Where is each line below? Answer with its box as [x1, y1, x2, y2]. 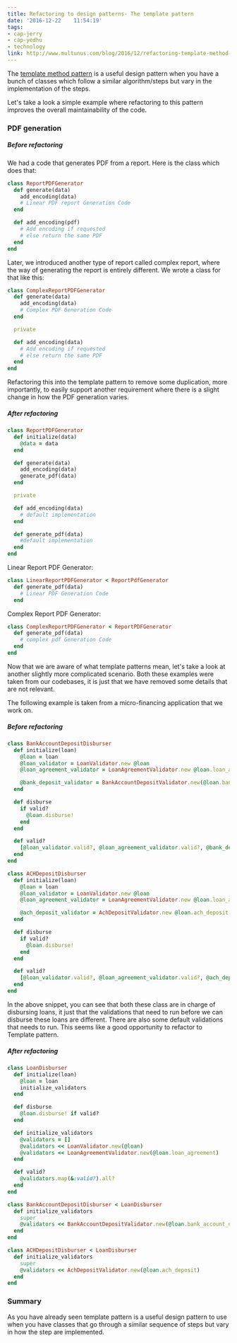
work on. [7, 706, 33, 714]
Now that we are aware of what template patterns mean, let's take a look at [7, 662, 226, 670]
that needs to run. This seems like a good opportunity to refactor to [7, 1022, 202, 1031]
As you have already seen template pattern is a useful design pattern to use [7, 1313, 227, 1321]
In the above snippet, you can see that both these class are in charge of [7, 1000, 216, 1009]
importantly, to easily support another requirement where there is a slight [7, 385, 220, 394]
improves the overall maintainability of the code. [7, 105, 147, 114]
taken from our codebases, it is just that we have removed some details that [7, 677, 228, 685]
